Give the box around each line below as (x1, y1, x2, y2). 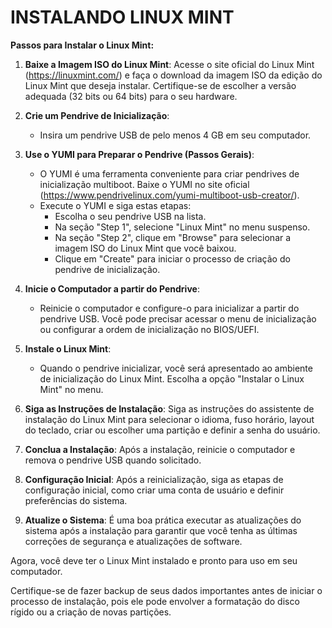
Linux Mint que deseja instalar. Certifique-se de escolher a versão (24, 79, 297, 91)
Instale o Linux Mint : (24, 342, 112, 355)
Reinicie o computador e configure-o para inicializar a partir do (39, 302, 300, 314)
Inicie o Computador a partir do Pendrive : (24, 282, 200, 295)
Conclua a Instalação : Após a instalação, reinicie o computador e (24, 443, 296, 455)
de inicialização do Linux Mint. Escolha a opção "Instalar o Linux (39, 372, 305, 385)
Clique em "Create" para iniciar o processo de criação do (54, 252, 291, 265)
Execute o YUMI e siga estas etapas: (39, 199, 192, 211)
